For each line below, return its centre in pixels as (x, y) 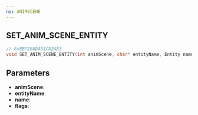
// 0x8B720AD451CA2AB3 (34, 49)
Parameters (28, 73)
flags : (22, 106)
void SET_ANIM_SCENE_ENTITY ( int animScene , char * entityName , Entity (93, 55)
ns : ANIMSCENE (24, 11)
